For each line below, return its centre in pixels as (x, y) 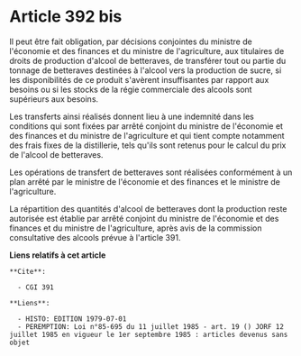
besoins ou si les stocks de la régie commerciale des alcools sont (131, 89)
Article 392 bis (66, 17)
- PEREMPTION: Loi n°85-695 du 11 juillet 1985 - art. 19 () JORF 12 (150, 326)
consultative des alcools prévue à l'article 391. (95, 237)
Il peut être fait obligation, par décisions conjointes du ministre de (131, 41)
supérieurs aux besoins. (54, 99)
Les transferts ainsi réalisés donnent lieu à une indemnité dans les (132, 116)
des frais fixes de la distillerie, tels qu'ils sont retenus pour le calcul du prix (148, 145)
